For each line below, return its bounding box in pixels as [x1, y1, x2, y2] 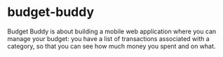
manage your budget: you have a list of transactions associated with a [7, 34, 210, 42]
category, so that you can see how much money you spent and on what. [7, 42, 216, 50]
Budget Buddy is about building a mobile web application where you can [7, 27, 217, 35]
